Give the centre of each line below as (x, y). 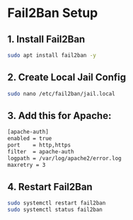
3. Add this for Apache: (59, 116)
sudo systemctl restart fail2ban (57, 203)
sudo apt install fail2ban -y (52, 55)
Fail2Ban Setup (53, 13)
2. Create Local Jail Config (66, 77)
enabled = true (30, 139)
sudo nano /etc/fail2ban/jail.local (61, 93)
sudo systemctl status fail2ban (55, 210)
